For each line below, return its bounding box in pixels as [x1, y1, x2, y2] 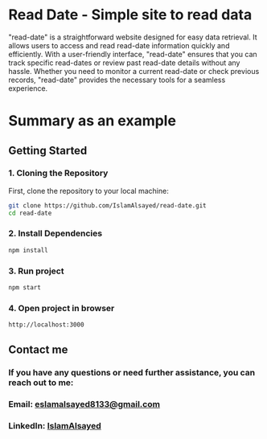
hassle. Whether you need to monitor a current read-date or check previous [8, 66, 260, 76]
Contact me [8, 343, 68, 357]
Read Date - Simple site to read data [8, 6, 253, 24]
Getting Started [8, 143, 88, 158]
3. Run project [8, 265, 64, 277]
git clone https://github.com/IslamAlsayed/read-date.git [8, 201, 207, 210]
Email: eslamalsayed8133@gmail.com [8, 399, 161, 410]
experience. [8, 83, 48, 93]
